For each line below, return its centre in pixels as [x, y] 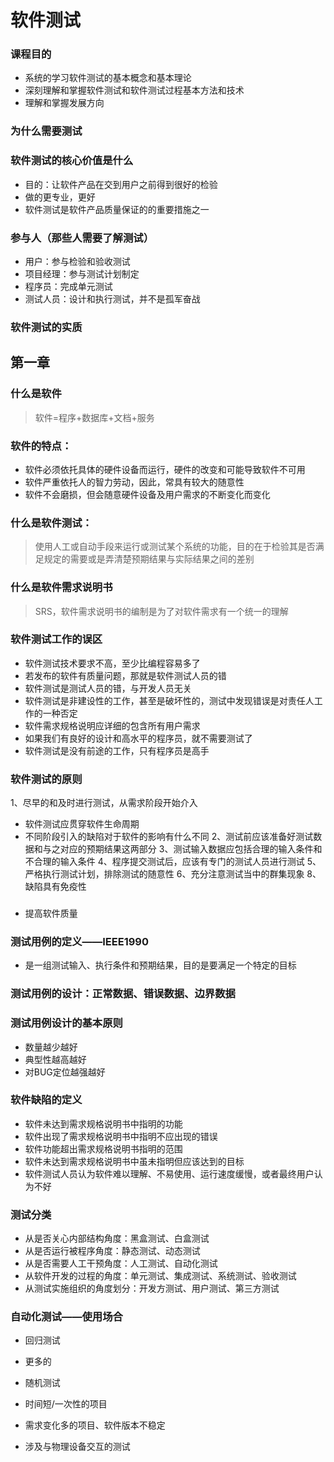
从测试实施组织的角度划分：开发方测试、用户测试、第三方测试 [152, 1288]
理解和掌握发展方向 [64, 103]
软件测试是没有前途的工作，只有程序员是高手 [117, 750]
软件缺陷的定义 [46, 1100]
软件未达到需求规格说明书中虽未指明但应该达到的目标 [134, 1161]
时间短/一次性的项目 [66, 1404]
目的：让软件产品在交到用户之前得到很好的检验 [121, 184]
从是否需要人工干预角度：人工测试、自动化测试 [121, 1263]
